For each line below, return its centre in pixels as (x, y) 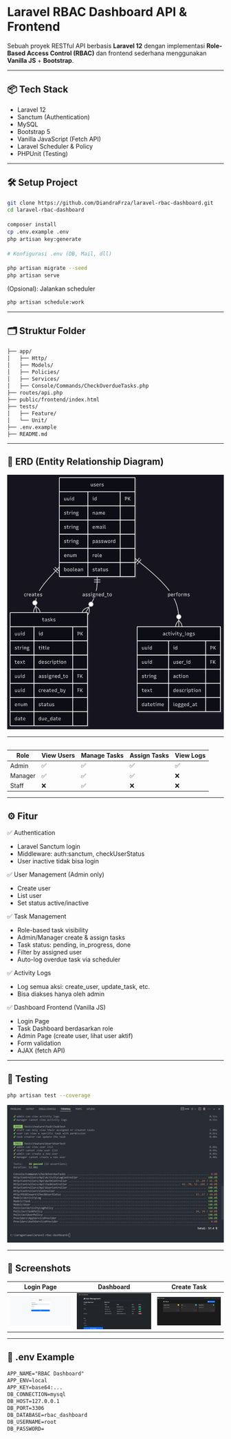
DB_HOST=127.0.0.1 (33, 1402)
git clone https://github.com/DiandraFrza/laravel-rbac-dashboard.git (110, 203)
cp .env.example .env (38, 232)
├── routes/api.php (35, 393)
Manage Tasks (102, 756)
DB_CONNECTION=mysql (37, 1395)
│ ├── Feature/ (32, 413)
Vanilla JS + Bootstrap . (41, 60)
